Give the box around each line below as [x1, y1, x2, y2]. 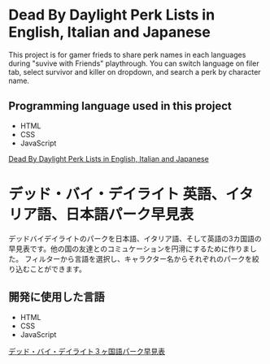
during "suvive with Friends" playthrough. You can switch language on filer [8, 58, 259, 68]
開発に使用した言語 [8, 290, 105, 304]
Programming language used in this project [8, 99, 232, 113]
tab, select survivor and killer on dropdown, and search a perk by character [8, 67, 262, 76]
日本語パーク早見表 [65, 205, 194, 223]
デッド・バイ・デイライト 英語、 [8, 184, 226, 203]
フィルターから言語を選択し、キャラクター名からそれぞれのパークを [24, 253, 253, 263]
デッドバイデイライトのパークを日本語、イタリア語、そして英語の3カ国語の [8, 233, 262, 243]
